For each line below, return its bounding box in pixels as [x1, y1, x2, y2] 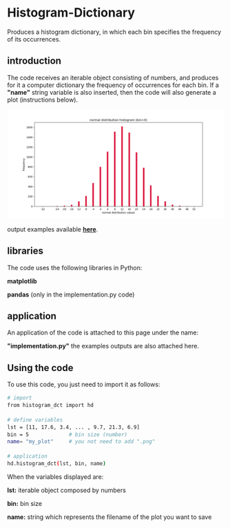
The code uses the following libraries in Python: [7, 263, 143, 272]
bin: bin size [7, 499, 43, 507]
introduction [7, 55, 62, 67]
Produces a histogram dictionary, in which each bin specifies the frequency [7, 28, 222, 36]
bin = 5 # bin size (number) [7, 431, 128, 438]
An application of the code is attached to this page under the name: [7, 328, 199, 337]
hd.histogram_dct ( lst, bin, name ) [7, 460, 107, 467]
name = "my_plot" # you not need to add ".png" [7, 438, 156, 445]
